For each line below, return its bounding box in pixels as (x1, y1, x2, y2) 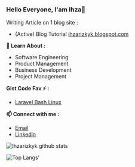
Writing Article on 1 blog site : (6, 19, 78, 26)
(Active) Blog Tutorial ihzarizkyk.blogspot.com (14, 31, 129, 38)
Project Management (14, 73, 67, 80)
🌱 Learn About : (6, 42, 46, 50)
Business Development (14, 66, 72, 74)
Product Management (14, 60, 69, 68)
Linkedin (14, 131, 36, 138)
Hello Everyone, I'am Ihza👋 (6, 5, 86, 14)
